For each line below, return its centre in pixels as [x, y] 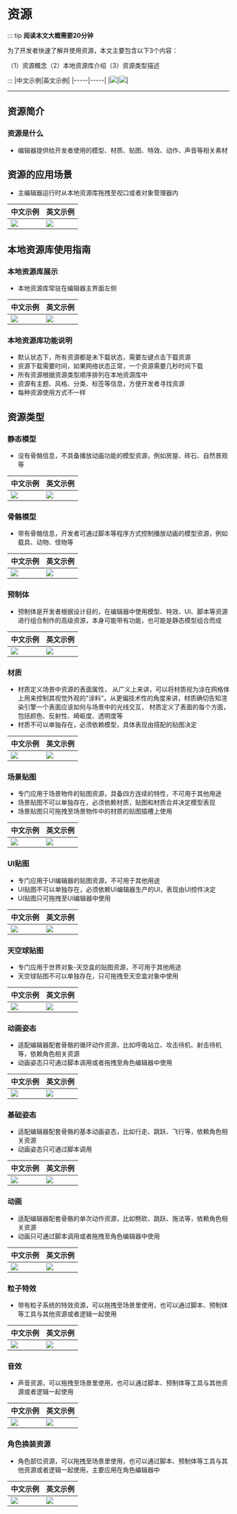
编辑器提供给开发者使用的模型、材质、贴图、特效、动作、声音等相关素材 [122, 150]
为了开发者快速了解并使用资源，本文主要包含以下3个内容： [93, 50]
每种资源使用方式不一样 [51, 392]
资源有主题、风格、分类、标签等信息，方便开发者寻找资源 [101, 384]
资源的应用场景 [40, 175]
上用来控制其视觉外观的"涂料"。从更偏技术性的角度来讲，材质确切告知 [119, 698]
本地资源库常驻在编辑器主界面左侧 [67, 288]
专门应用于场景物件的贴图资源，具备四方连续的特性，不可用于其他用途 [120, 794]
